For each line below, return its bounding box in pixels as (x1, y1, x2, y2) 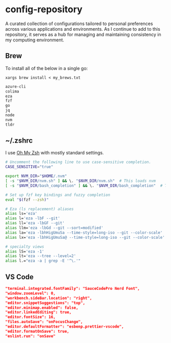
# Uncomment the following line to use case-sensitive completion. (5, 159, 152, 165)
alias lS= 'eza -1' (5, 249, 44, 254)
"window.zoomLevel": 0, (5, 290, 56, 296)
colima (5, 88, 19, 94)
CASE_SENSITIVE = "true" (5, 165, 53, 170)
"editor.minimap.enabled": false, (5, 305, 79, 310)
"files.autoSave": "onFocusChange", (5, 319, 83, 325)
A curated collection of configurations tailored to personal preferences (5, 20, 153, 27)
